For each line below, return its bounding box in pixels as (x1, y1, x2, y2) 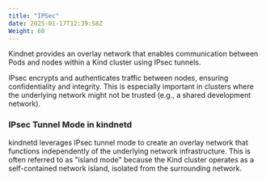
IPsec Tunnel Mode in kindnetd (8, 119, 133, 130)
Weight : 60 (8, 27, 45, 35)
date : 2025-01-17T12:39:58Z (8, 19, 103, 27)
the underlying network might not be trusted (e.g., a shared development (8, 90, 251, 100)
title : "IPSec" (8, 11, 60, 20)
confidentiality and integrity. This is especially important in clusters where (8, 82, 255, 91)
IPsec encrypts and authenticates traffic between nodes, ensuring (8, 74, 229, 83)
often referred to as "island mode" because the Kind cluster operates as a (8, 154, 255, 164)
